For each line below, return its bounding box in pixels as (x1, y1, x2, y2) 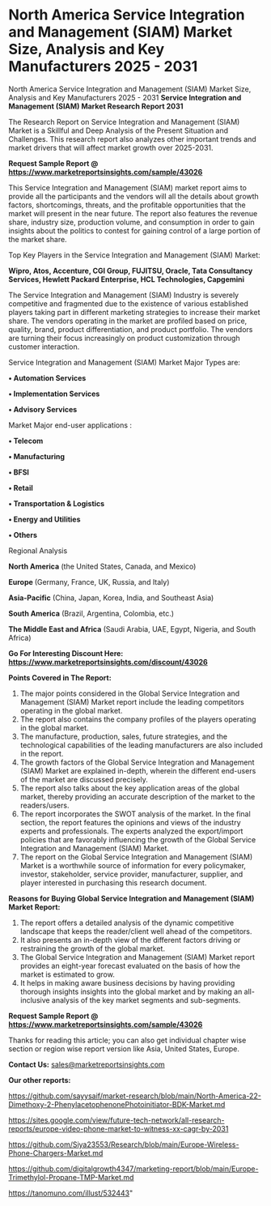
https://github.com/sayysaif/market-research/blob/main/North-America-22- (8, 1091, 261, 1101)
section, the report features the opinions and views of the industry (19, 817, 241, 827)
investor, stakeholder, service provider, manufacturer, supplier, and (19, 869, 243, 879)
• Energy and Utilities (8, 514, 81, 524)
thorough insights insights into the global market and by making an (19, 987, 243, 996)
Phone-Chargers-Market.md (8, 1148, 104, 1157)
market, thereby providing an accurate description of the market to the (19, 791, 256, 801)
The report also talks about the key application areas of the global (19, 783, 240, 793)
